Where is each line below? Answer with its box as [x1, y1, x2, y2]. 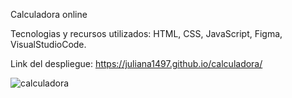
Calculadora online [10, 9, 88, 20]
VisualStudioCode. [10, 39, 87, 50]
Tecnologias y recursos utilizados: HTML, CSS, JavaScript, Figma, [10, 28, 283, 39]
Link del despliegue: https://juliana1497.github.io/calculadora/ [10, 58, 263, 69]
